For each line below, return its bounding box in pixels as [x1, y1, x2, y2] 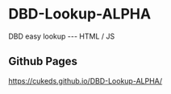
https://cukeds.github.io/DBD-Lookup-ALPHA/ [8, 76, 163, 85]
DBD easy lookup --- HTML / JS [8, 31, 115, 41]
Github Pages [8, 55, 78, 68]
